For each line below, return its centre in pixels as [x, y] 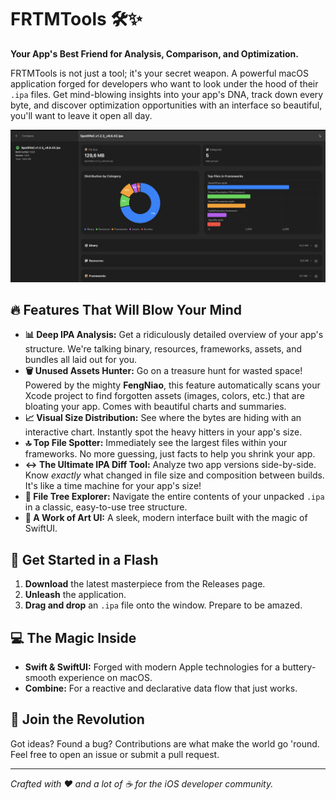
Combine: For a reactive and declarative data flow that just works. [161, 688]
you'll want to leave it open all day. [81, 115]
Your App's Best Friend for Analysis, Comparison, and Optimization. [154, 53]
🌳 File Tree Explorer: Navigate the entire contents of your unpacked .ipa [174, 497]
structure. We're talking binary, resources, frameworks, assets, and [163, 349]
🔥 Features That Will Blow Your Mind [126, 309]
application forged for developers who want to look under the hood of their [164, 83]
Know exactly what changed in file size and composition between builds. [174, 475]
